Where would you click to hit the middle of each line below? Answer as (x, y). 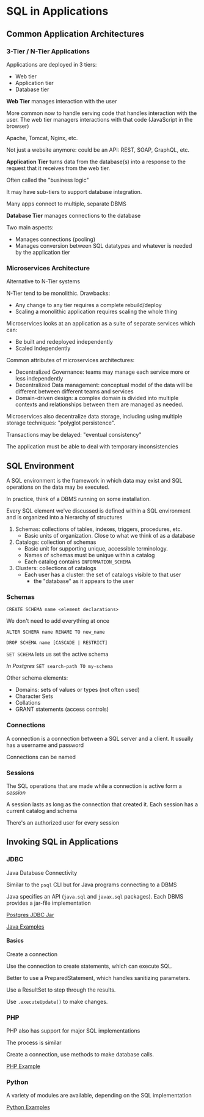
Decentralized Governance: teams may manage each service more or (103, 372)
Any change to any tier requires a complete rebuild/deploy (88, 305)
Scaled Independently (43, 348)
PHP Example (24, 1066)
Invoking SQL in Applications (62, 842)
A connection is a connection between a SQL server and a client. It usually (100, 738)
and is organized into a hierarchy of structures (64, 517)
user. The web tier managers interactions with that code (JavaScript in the (100, 119)
